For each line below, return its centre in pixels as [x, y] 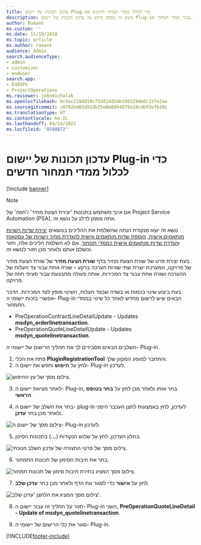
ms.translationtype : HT [36, 113]
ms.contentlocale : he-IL [37, 118]
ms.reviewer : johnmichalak [40, 96]
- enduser [19, 73]
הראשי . [24, 394]
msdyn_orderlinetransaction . [52, 322]
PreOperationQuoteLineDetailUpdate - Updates [73, 329]
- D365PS [17, 85]
